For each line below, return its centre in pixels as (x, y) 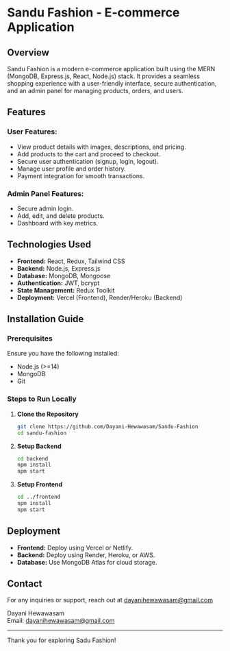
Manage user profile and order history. (71, 169)
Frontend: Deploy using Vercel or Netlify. (75, 548)
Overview (28, 52)
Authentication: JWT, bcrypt (58, 283)
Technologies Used (49, 245)
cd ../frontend (39, 497)
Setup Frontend (40, 484)
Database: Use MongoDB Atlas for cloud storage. (87, 562)
